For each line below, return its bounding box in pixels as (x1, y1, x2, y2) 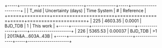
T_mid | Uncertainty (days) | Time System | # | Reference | (29, 8, 146, 13)
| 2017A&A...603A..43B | (4, 33, 53, 39)
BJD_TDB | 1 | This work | (4, 23, 55, 29)
